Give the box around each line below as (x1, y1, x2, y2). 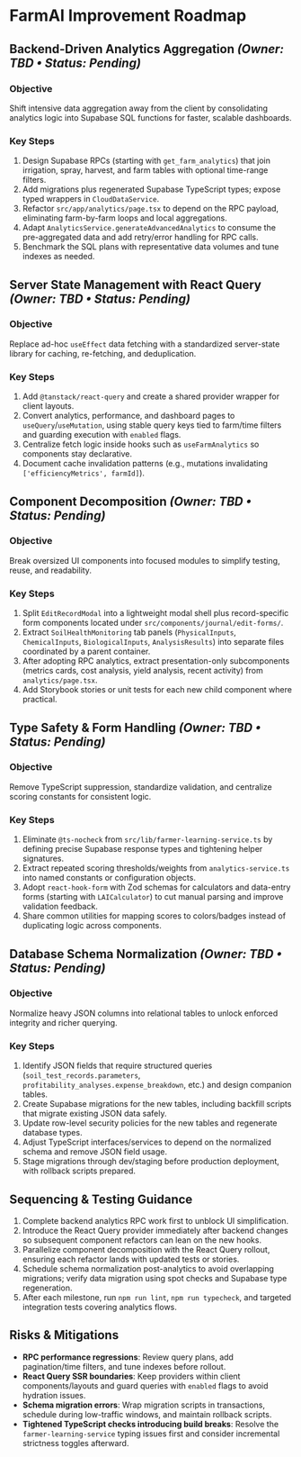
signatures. (22, 853, 65, 864)
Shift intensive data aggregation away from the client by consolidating (9, 103, 268, 113)
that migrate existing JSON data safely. (22, 1109, 167, 1119)
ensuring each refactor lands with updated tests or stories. (22, 1253, 240, 1264)
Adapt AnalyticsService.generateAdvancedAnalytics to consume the (22, 222, 277, 233)
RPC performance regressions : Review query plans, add (22, 1352, 234, 1362)
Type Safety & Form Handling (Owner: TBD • (9, 719, 261, 735)
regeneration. (22, 1282, 73, 1293)
